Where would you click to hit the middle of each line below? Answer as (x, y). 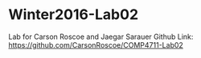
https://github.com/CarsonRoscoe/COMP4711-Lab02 (96, 44)
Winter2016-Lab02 (74, 15)
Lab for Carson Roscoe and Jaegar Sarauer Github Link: (101, 37)
